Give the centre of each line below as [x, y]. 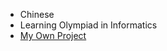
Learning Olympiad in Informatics [88, 25]
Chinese [37, 14]
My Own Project [53, 35]
